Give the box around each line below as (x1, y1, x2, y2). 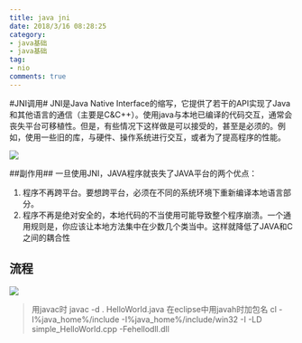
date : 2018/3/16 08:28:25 (9, 22, 106, 31)
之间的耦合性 (22, 232, 70, 243)
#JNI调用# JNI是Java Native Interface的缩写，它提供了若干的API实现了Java (9, 97, 291, 108)
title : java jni (9, 13, 70, 23)
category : (9, 30, 47, 39)
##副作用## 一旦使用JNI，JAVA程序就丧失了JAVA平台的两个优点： (9, 168, 258, 179)
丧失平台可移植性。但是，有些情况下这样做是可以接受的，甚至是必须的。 (9, 120, 278, 131)
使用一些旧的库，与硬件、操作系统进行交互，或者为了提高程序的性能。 (24, 132, 286, 143)
